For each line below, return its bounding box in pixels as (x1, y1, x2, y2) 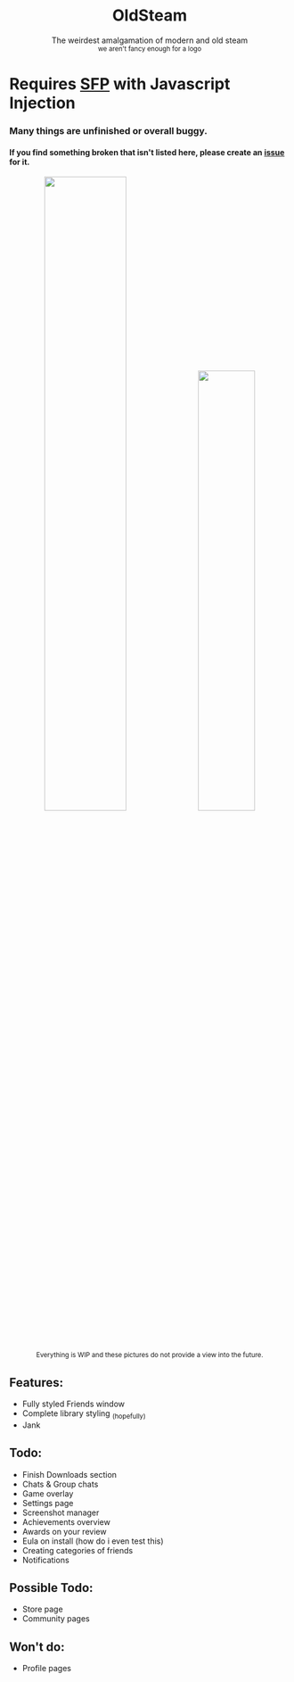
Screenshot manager (21, 1507, 100, 1518)
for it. (9, 156, 30, 167)
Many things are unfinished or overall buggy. (9, 125, 208, 137)
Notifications (21, 1554, 69, 1565)
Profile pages (21, 1663, 71, 1674)
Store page (21, 1603, 64, 1615)
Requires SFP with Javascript (9, 74, 231, 95)
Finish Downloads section (21, 1469, 118, 1479)
